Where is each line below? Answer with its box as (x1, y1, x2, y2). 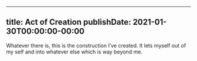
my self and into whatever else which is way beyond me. (6, 48, 142, 55)
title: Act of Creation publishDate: (6, 17, 131, 27)
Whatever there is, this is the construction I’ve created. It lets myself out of (6, 42, 186, 49)
